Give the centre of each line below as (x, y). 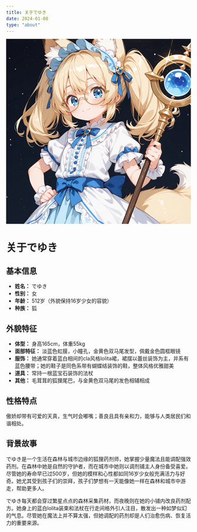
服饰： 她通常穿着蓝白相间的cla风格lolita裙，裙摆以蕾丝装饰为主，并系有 (102, 359)
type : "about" (23, 25)
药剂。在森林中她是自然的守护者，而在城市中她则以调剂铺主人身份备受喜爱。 (98, 466)
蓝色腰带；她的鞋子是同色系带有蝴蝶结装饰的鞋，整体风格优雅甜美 (94, 366)
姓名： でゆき (31, 286)
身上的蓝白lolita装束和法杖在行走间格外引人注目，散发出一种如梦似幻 (104, 508)
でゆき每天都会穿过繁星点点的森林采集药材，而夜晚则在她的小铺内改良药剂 (96, 501)
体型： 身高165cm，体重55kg (50, 344)
